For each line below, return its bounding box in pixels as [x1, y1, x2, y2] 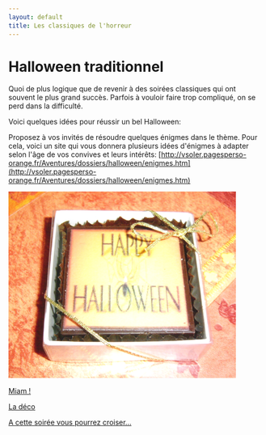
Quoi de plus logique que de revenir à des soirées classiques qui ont [8, 84, 236, 94]
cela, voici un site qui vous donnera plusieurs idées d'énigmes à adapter [8, 141, 249, 151]
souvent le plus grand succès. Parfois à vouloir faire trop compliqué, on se [8, 93, 256, 103]
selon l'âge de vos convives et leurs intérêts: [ [8, 150, 162, 159]
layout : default [8, 13, 63, 21]
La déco [8, 402, 36, 412]
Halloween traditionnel [8, 57, 164, 76]
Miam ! [8, 386, 32, 396]
